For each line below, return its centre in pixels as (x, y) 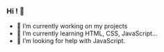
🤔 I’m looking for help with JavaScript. (71, 41)
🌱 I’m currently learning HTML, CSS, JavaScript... (87, 33)
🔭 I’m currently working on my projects (72, 26)
